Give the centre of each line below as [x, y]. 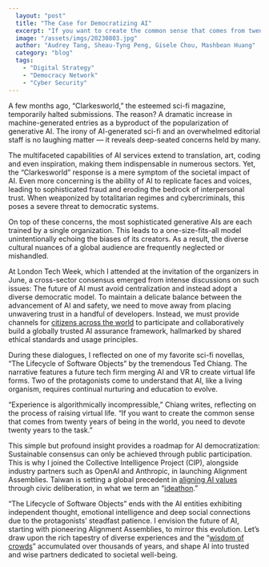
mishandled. [29, 255]
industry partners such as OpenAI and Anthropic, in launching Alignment [128, 471]
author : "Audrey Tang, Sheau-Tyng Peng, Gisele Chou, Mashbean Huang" [136, 46]
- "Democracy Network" [60, 75]
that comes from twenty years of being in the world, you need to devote [127, 421]
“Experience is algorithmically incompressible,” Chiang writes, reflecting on [132, 404]
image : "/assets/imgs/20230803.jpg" [76, 38]
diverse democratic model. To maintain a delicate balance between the [125, 296]
